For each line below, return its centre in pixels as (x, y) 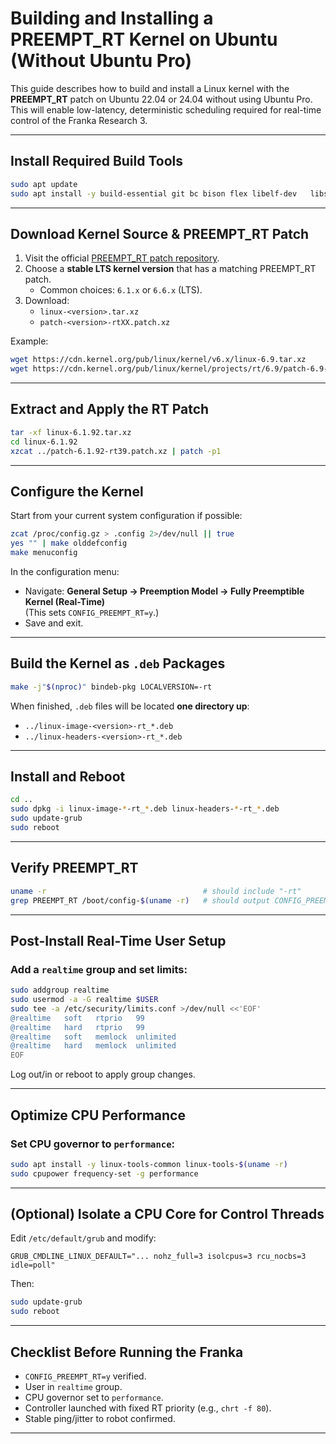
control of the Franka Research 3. (79, 120)
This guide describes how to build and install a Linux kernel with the (150, 88)
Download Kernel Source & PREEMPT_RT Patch (160, 233)
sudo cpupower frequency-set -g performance (104, 1173)
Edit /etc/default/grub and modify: (83, 1238)
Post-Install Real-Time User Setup (118, 940)
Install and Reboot (68, 777)
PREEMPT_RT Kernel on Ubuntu (144, 39)
